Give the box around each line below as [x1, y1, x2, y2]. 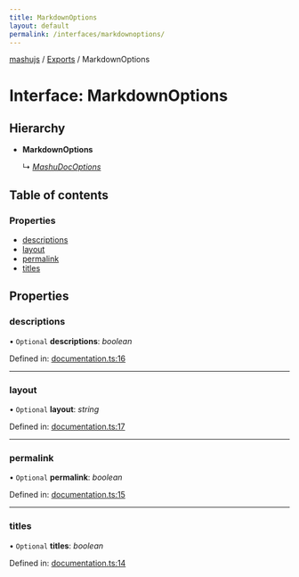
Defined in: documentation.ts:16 [9, 353, 126, 364]
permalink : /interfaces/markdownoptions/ [9, 29, 166, 38]
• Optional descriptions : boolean [9, 335, 133, 346]
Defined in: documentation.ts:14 [9, 557, 126, 568]
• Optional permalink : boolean [9, 472, 123, 482]
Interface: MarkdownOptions [9, 86, 229, 105]
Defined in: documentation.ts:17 [9, 421, 126, 433]
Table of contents [9, 187, 109, 202]
